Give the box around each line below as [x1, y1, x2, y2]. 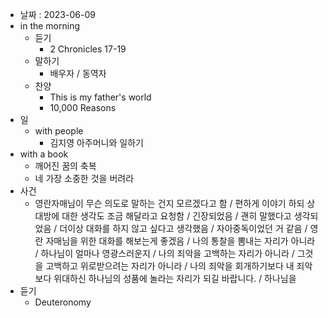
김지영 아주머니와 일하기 [49, 137, 144, 148]
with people [34, 125, 84, 137]
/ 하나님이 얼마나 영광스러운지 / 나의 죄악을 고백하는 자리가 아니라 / [34, 248, 295, 259]
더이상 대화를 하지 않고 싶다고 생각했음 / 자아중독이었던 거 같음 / [59, 223, 308, 234]
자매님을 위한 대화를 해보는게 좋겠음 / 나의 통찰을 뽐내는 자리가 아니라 [45, 235, 316, 247]
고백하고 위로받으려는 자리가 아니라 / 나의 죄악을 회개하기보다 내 [45, 260, 295, 272]
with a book [19, 148, 69, 160]
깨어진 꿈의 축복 [34, 160, 97, 172]
